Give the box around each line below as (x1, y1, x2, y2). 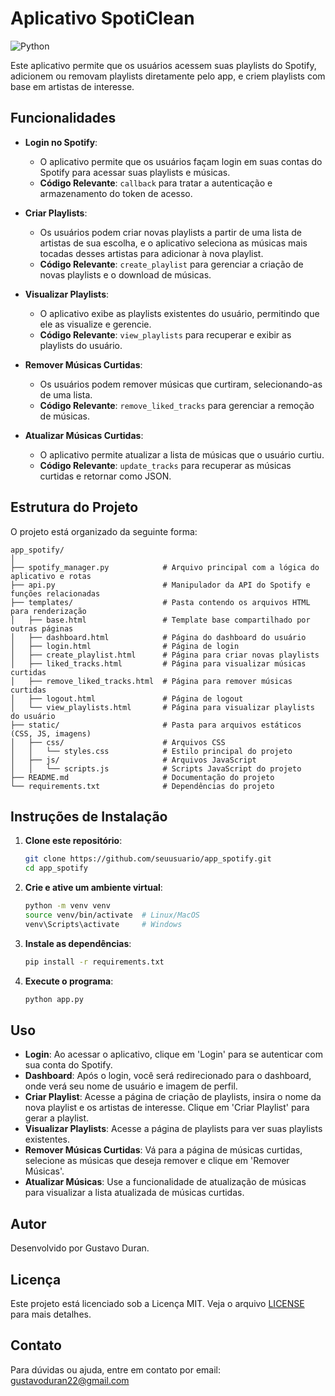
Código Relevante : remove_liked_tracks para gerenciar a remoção (39, 399, 315, 411)
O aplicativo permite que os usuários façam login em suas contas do (39, 155, 323, 167)
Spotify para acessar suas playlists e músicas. (39, 166, 231, 178)
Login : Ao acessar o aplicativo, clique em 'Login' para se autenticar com (24, 1048, 323, 1061)
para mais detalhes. (10, 1308, 92, 1320)
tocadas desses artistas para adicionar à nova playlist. (39, 247, 264, 259)
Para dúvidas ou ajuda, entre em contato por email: (10, 1363, 222, 1376)
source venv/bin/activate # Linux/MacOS (24, 910, 201, 920)
